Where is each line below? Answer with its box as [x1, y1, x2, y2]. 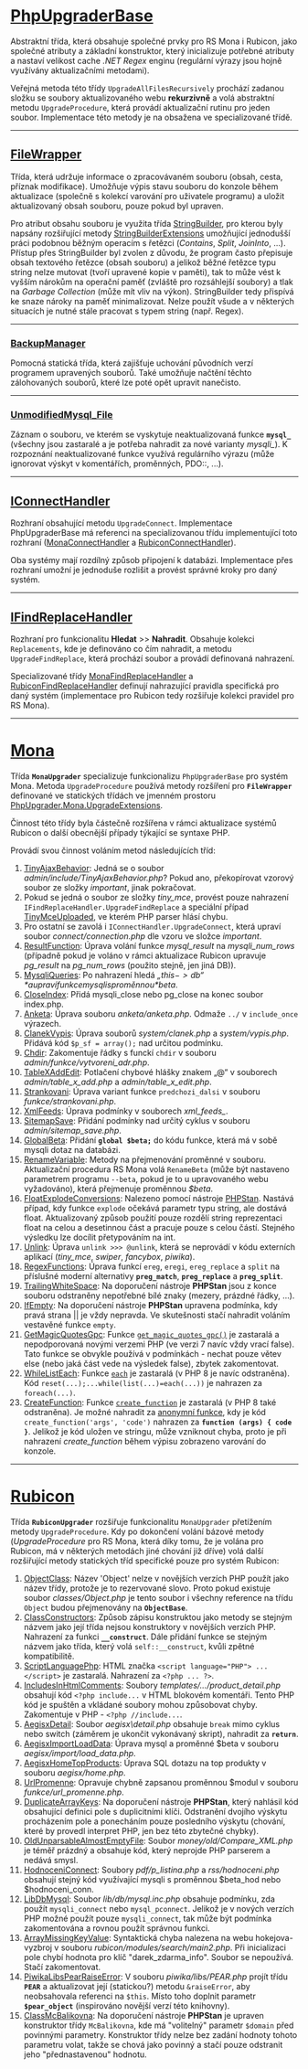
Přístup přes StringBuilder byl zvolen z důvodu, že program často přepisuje [10, 247, 293, 258]
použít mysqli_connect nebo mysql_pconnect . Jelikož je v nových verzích [23, 1903, 295, 1914]
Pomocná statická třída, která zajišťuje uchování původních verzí [10, 357, 254, 368]
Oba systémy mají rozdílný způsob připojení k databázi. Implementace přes [10, 555, 293, 566]
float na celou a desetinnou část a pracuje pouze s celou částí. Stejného [23, 1221, 295, 1232]
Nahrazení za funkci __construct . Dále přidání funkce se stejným [23, 1631, 268, 1642]
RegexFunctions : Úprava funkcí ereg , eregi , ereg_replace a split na [23, 1261, 281, 1272]
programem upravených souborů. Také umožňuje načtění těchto [10, 368, 252, 379]
